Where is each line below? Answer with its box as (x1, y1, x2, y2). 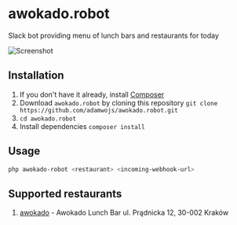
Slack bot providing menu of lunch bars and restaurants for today (8, 31, 220, 40)
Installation (8, 68, 64, 83)
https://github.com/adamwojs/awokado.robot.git (19, 106, 178, 114)
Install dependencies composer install (19, 121, 145, 131)
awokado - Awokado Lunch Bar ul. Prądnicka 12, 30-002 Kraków (19, 208, 229, 217)
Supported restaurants (8, 186, 122, 201)
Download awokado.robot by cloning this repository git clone (19, 98, 218, 107)
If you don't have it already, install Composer (19, 90, 165, 99)
